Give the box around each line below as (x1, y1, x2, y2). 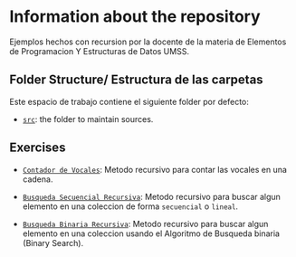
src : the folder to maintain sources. (22, 113, 154, 124)
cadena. (22, 174, 53, 185)
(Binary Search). (22, 237, 84, 248)
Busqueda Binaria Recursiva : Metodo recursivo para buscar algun (22, 218, 269, 229)
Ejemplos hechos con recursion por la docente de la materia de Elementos (9, 36, 287, 47)
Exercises (9, 140, 66, 156)
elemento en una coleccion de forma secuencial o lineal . (22, 201, 238, 212)
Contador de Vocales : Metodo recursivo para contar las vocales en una (22, 164, 288, 175)
